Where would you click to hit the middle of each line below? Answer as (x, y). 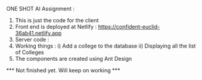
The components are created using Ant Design (73, 59)
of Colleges (29, 52)
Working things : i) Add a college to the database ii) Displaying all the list (105, 46)
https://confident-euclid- (129, 27)
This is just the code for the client (57, 20)
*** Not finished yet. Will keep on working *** (63, 70)
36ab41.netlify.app (38, 33)
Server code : (32, 39)
